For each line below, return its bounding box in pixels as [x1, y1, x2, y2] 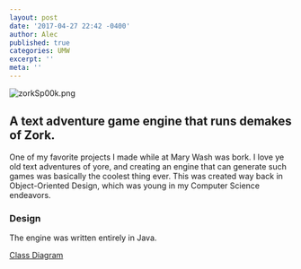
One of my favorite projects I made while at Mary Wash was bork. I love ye [9, 152, 285, 162]
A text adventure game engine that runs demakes [9, 114, 292, 129]
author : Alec [9, 30, 58, 39]
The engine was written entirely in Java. [9, 232, 157, 243]
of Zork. [9, 127, 56, 143]
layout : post [9, 13, 58, 22]
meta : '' [9, 64, 42, 73]
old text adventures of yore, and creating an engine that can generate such [9, 161, 288, 171]
